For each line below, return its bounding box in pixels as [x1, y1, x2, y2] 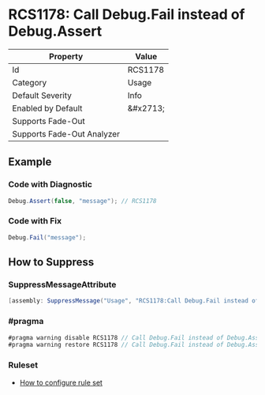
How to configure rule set [19, 378, 103, 387]
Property [48, 51, 84, 62]
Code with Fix [8, 216, 62, 227]
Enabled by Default [12, 103, 83, 114]
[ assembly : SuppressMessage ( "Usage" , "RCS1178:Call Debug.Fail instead [8, 297, 248, 305]
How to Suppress [8, 255, 95, 269]
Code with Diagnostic [8, 179, 93, 190]
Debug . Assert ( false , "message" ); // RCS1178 [8, 197, 157, 205]
